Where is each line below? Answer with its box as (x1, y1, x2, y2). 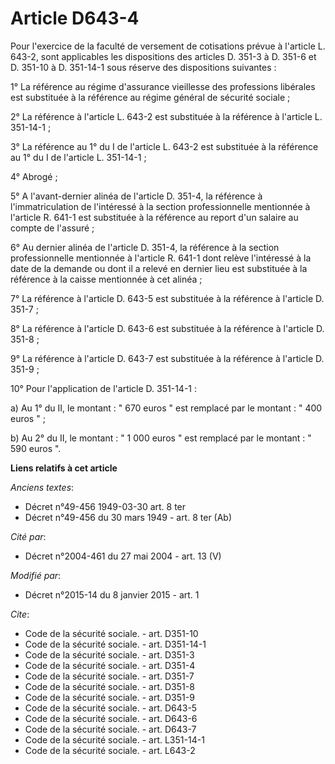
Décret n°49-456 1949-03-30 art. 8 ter (24, 500, 187, 512)
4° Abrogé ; (10, 170, 58, 182)
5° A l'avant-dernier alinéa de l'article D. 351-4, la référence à (10, 190, 263, 202)
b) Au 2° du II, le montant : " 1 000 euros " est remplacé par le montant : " (10, 432, 312, 444)
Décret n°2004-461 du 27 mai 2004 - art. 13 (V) (24, 550, 222, 562)
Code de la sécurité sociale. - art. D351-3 (24, 648, 195, 661)
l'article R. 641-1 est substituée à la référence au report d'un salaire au (10, 211, 299, 223)
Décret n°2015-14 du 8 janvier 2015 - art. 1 (24, 588, 200, 601)
